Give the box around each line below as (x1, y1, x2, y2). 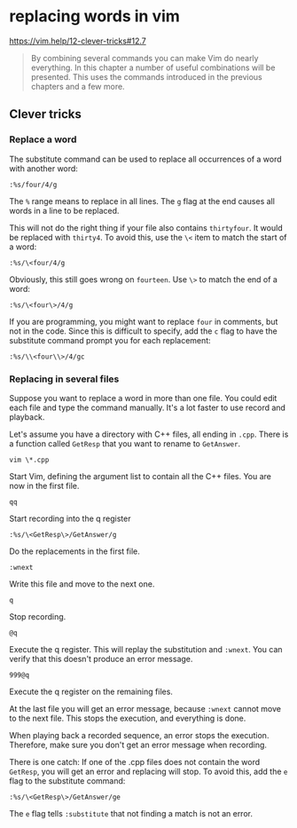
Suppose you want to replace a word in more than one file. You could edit (9, 392, 277, 403)
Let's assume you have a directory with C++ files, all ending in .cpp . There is (9, 429, 289, 439)
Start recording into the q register (9, 513, 131, 524)
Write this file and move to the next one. (9, 579, 155, 589)
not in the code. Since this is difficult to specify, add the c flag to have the (9, 326, 277, 336)
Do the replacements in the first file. (9, 546, 140, 556)
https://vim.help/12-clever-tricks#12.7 (9, 35, 146, 46)
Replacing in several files (9, 373, 120, 385)
